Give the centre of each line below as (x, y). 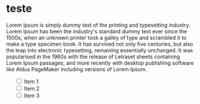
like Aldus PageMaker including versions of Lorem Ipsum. (76, 69)
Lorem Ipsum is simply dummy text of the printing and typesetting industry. (98, 25)
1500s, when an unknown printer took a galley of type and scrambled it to (96, 37)
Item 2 (32, 89)
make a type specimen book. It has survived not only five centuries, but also (100, 44)
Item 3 (32, 95)
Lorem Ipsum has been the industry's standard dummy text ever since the (97, 31)
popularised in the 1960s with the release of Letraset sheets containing (93, 56)
